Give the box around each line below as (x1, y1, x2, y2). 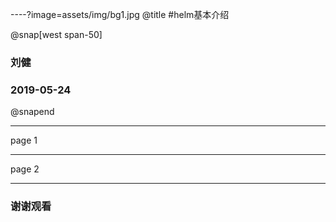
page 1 (10, 134, 38, 147)
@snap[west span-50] (10, 29, 103, 40)
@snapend (10, 106, 55, 118)
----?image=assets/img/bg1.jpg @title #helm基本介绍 (10, 9, 230, 20)
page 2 (10, 163, 40, 175)
